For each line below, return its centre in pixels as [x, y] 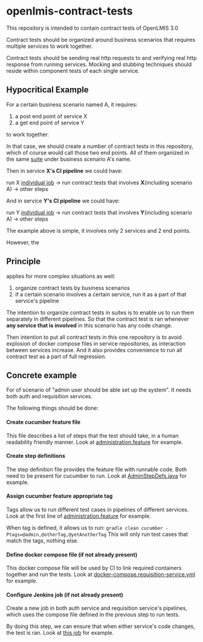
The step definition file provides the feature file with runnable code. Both [97, 469]
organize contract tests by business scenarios [72, 288]
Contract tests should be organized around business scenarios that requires [101, 39]
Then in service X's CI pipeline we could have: [64, 170]
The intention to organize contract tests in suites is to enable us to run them [100, 312]
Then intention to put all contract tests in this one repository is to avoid [94, 337]
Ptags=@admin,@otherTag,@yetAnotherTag [56, 535]
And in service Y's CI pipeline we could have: [63, 201]
